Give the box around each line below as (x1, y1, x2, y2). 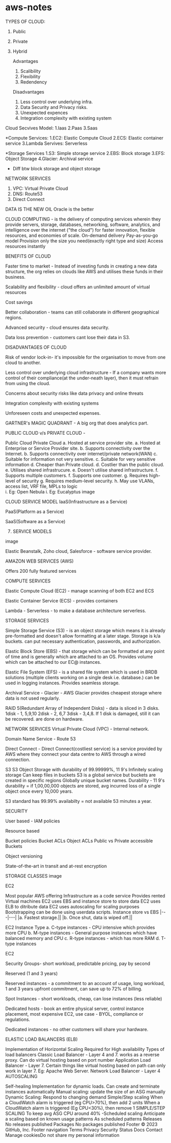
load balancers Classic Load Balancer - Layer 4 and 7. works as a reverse (5, 1051, 160, 1058)
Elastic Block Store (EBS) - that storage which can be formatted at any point (5, 648, 165, 654)
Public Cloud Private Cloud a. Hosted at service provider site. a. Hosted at (5, 439, 161, 446)
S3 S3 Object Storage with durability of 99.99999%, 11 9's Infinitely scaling (5, 766, 163, 772)
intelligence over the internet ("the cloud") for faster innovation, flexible (5, 227, 156, 233)
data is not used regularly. (5, 695, 60, 701)
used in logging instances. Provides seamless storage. (5, 680, 120, 686)
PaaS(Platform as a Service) (5, 508, 65, 514)
